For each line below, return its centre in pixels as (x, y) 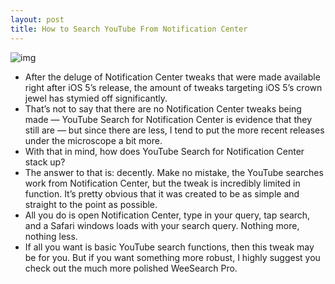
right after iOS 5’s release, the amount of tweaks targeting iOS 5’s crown (173, 87)
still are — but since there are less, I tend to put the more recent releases (174, 130)
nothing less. (51, 236)
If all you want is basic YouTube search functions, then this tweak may (169, 247)
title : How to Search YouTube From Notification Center (129, 29)
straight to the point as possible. (91, 204)
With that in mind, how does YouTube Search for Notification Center (164, 151)
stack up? (45, 162)
